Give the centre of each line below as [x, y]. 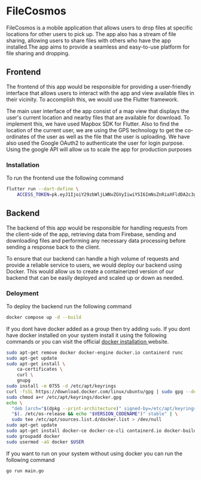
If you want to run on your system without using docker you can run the [94, 453]
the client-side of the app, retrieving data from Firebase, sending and [91, 234]
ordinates [18, 136]
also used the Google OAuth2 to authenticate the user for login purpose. [95, 143]
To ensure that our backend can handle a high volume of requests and [93, 258]
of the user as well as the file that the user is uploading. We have [110, 136]
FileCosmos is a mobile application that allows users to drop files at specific [100, 28]
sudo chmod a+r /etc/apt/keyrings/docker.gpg [64, 397]
